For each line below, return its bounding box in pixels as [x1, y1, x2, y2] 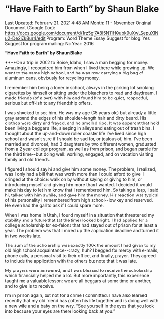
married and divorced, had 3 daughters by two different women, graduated [5, 141, 157, 147]
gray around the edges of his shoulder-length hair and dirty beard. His [5, 115, 147, 121]
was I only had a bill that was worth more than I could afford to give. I [5, 171, 144, 177]
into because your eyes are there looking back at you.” [5, 308, 115, 314]
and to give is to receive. [5, 283, 55, 289]
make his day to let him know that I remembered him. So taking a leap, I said [5, 187, 159, 193]
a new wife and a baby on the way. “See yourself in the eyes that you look [5, 303, 154, 309]
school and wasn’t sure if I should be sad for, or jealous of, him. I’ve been [5, 136, 153, 142]
